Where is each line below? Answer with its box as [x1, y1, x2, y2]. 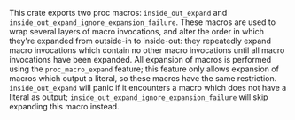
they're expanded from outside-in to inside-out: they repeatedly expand [9, 35, 272, 46]
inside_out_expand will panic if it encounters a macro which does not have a [9, 83, 287, 93]
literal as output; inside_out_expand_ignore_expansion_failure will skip [9, 92, 268, 102]
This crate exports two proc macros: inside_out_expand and [9, 8, 228, 18]
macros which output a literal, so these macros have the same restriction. [9, 73, 277, 83]
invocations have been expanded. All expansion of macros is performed [9, 55, 272, 64]
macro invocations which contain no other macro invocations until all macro [9, 45, 285, 56]
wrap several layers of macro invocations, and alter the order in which [9, 26, 264, 36]
